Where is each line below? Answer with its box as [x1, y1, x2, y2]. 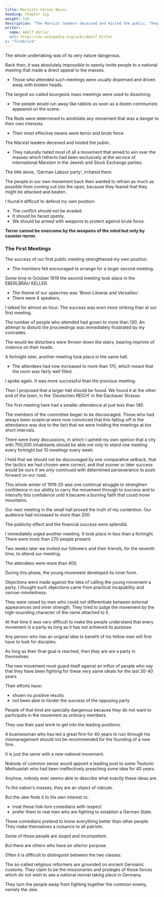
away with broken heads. [12, 82, 63, 88]
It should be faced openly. [12, 213, 65, 219]
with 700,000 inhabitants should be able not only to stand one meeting [5, 442, 148, 448]
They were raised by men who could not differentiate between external [5, 599, 148, 605]
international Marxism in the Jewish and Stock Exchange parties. [12, 160, 143, 165]
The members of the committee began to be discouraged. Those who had [5, 412, 154, 417]
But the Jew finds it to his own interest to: [5, 794, 89, 800]
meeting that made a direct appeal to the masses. [5, 67, 105, 73]
